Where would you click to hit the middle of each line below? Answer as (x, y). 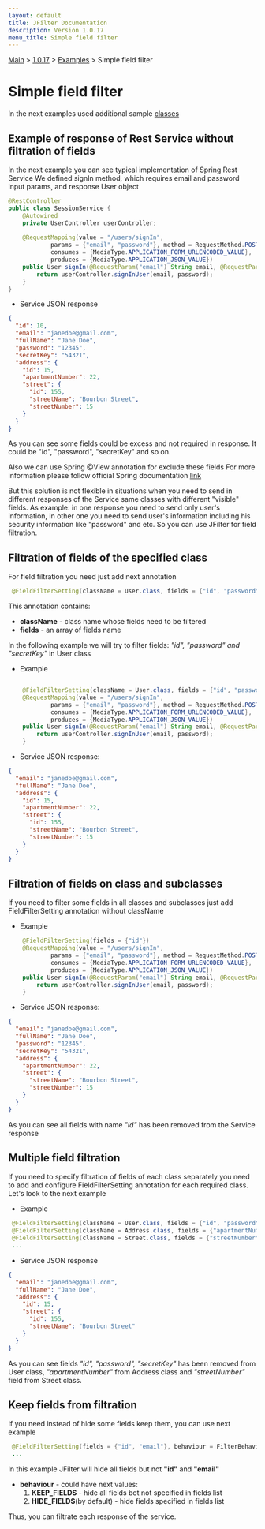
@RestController (35, 201)
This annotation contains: (49, 606)
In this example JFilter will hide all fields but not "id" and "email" (114, 1469)
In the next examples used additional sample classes (94, 114)
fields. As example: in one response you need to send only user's (114, 508)
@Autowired (40, 215)
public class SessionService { (60, 208)
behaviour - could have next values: (78, 1485)
